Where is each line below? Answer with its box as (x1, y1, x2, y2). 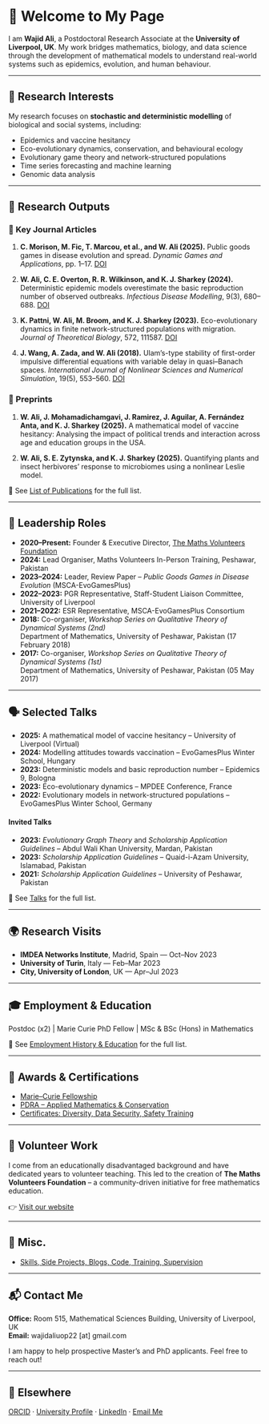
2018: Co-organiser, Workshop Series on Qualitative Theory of (19, 614, 228, 624)
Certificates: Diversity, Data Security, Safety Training (19, 1108, 194, 1118)
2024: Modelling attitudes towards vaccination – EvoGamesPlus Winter (19, 748, 255, 758)
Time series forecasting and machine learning (19, 160, 172, 171)
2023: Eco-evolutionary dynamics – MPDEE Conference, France (19, 782, 232, 791)
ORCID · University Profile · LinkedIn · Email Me (8, 1407, 163, 1417)
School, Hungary (19, 756, 76, 766)
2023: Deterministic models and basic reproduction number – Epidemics (19, 765, 260, 774)
